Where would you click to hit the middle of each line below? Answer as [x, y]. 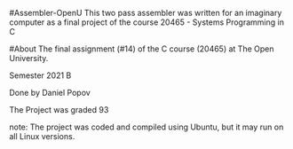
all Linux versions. [42, 136]
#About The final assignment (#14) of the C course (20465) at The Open [142, 49]
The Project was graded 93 [59, 110]
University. [29, 58]
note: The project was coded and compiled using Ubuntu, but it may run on [146, 127]
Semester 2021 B [40, 75]
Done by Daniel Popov [50, 93]
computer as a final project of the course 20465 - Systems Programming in [146, 22]
